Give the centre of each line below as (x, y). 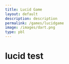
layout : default (21, 14)
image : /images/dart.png (30, 28)
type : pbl (15, 32)
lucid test (24, 56)
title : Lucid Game (24, 9)
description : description (31, 18)
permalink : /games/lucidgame (34, 23)
